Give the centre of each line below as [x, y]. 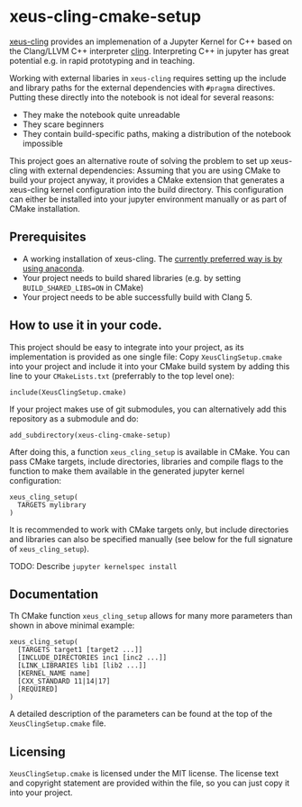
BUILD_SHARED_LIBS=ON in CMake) [83, 287]
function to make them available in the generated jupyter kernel [127, 471]
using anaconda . [53, 268]
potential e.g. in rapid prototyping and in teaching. [102, 60]
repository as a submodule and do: [74, 418]
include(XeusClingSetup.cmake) [68, 392]
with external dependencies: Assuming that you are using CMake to [155, 170]
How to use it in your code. [86, 326]
